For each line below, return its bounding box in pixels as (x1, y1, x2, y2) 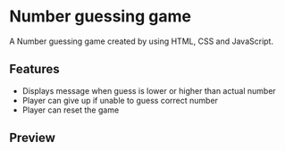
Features (9, 62, 60, 77)
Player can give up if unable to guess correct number (21, 95, 219, 105)
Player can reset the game (21, 105, 120, 115)
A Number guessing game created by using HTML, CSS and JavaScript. (9, 36, 274, 46)
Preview (9, 130, 56, 146)
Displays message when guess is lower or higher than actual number (21, 85, 277, 96)
